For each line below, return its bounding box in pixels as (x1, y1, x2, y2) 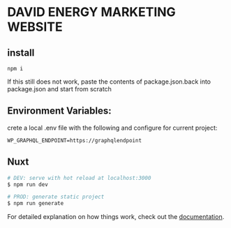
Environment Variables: (7, 105, 112, 117)
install (7, 47, 35, 59)
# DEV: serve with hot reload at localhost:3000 (7, 174, 151, 181)
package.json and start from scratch (7, 85, 112, 93)
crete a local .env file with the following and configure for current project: (7, 123, 218, 132)
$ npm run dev (7, 181, 49, 188)
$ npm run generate (7, 200, 64, 207)
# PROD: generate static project (7, 193, 105, 201)
